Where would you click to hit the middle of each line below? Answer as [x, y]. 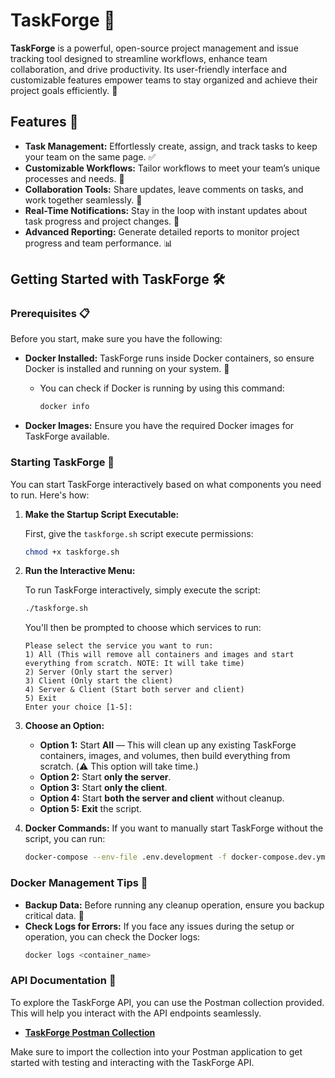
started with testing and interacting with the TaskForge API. [132, 1062]
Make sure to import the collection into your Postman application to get [156, 1051]
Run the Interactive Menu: [80, 571]
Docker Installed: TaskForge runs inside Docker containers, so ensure [169, 358]
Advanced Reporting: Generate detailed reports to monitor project [162, 231]
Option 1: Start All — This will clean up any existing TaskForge [168, 745]
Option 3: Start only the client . [103, 788]
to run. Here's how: [50, 495]
